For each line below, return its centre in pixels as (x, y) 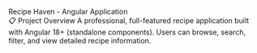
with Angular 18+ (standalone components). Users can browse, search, (127, 32)
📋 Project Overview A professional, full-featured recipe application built (129, 20)
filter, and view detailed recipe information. (80, 41)
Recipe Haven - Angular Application (68, 12)
